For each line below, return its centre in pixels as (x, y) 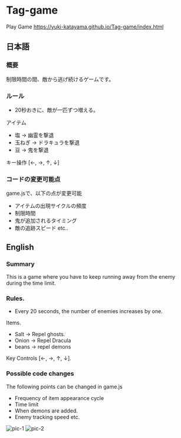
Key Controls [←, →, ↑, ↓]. (39, 358)
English (20, 247)
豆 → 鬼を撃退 (32, 150)
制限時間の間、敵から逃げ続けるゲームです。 (60, 79)
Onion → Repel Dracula (43, 340)
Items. (14, 323)
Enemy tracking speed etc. (47, 417)
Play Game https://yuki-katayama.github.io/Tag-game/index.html (85, 27)
